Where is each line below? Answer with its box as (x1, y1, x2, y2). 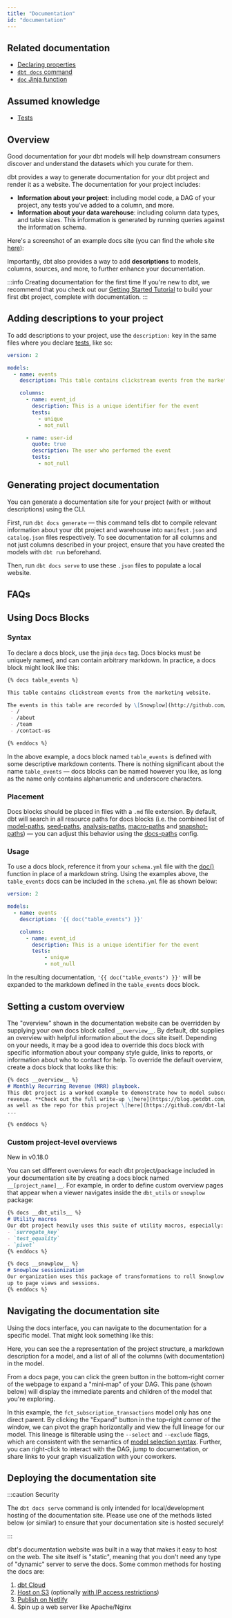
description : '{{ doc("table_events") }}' (19, 916, 144, 922)
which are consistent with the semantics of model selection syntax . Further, (7, 1437, 222, 1446)
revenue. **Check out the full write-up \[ (7, 1096, 135, 1102)
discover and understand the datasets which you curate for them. (7, 159, 193, 167)
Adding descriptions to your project (7, 313, 164, 325)
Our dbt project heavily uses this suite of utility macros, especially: (7, 1222, 224, 1229)
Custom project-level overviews (7, 1137, 117, 1147)
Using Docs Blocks (7, 612, 90, 624)
